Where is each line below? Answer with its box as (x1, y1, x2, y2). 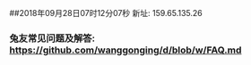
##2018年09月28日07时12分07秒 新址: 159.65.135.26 (9, 8, 203, 18)
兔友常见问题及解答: (9, 32, 96, 45)
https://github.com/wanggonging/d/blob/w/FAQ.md (9, 44, 242, 56)
